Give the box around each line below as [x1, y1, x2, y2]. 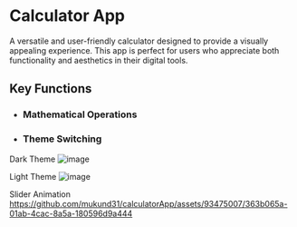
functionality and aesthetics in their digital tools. [9, 54, 188, 65]
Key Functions [9, 81, 92, 96]
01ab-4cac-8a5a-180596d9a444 [9, 208, 133, 219]
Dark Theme [9, 153, 56, 164]
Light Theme [9, 171, 57, 182]
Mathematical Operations [22, 108, 138, 121]
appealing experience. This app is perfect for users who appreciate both [9, 44, 280, 55]
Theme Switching [22, 133, 102, 145]
